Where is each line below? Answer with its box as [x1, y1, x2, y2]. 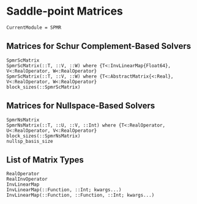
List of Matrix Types [6, 155, 84, 165]
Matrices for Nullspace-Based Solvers [6, 101, 155, 111]
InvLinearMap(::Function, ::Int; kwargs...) [6, 187, 122, 193]
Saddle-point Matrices [6, 4, 124, 18]
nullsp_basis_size [6, 138, 53, 144]
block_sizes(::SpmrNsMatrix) [6, 133, 81, 139]
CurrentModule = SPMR [6, 24, 62, 31]
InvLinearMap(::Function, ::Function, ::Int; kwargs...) [6, 192, 155, 199]
